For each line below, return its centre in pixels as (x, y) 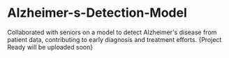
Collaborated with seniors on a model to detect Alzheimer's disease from (112, 32)
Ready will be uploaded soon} (50, 47)
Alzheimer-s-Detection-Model (97, 13)
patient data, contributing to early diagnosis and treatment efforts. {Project (114, 39)
